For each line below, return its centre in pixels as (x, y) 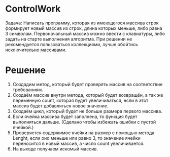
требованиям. (28, 90)
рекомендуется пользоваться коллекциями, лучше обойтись (72, 44)
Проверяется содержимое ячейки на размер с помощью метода (83, 133)
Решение (25, 70)
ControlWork (33, 9)
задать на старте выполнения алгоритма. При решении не (69, 39)
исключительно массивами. (36, 50)
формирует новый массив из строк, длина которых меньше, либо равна (84, 28)
